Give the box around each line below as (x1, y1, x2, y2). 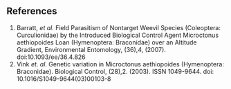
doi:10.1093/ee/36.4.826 (16, 53, 86, 61)
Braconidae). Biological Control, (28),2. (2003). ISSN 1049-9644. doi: (16, 67, 214, 75)
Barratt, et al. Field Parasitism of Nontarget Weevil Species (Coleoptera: (16, 23, 221, 31)
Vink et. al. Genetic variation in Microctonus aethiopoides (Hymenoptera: (16, 60, 224, 68)
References (6, 5, 57, 17)
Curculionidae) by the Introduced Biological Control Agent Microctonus (16, 31, 219, 39)
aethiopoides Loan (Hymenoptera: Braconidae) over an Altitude (16, 38, 198, 47)
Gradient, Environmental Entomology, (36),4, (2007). (16, 45, 167, 53)
